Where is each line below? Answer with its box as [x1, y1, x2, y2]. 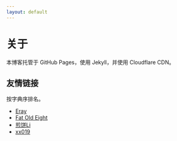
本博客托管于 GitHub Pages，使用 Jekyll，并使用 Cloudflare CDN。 [6, 59, 175, 66]
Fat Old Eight [15, 114, 48, 121]
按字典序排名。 [6, 95, 44, 103]
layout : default [6, 9, 48, 15]
